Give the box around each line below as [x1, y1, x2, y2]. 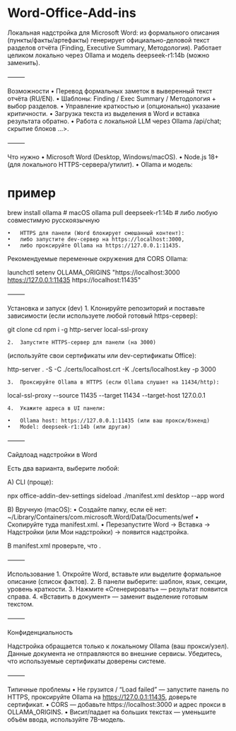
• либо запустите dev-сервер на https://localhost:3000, [7, 236, 185, 243]
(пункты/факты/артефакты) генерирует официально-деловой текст [7, 35, 210, 44]
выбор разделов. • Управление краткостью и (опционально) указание [7, 101, 220, 110]
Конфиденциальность [7, 628, 73, 636]
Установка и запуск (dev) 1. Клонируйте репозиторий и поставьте [7, 304, 205, 312]
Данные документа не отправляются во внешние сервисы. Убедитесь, [7, 649, 223, 657]
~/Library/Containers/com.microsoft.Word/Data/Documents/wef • [7, 512, 199, 521]
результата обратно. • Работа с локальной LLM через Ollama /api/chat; [7, 117, 222, 125]
